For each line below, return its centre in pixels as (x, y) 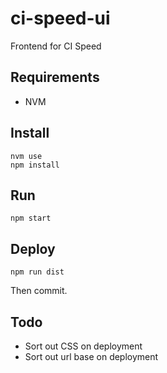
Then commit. (39, 291)
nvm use (26, 156)
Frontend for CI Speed (56, 46)
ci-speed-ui (60, 18)
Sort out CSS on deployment (83, 346)
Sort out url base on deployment (91, 356)
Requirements (55, 77)
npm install (35, 165)
